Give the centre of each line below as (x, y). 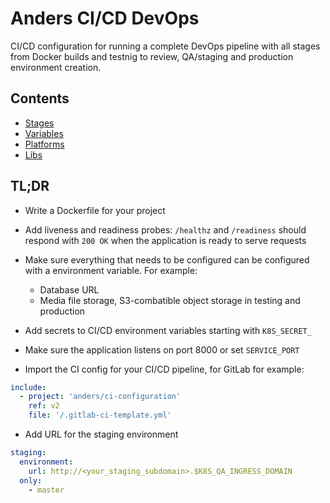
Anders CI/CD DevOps (105, 18)
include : (28, 387)
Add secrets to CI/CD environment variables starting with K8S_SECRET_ (168, 330)
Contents (40, 98)
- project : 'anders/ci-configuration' (100, 397)
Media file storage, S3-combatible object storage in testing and (170, 300)
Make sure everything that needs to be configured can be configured (167, 259)
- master (46, 490)
